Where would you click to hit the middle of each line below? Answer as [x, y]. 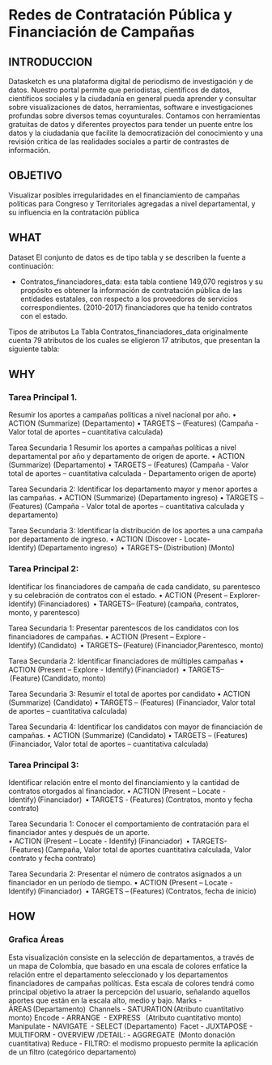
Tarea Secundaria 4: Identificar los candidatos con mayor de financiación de [136, 727]
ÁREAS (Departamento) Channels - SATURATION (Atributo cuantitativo [126, 1008]
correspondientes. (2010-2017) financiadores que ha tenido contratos [136, 307]
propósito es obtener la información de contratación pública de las [131, 290]
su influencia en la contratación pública [74, 212]
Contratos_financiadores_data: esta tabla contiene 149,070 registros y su [141, 282]
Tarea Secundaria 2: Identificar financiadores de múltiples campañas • [126, 660]
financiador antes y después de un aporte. [79, 832]
